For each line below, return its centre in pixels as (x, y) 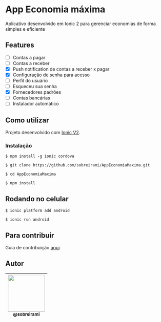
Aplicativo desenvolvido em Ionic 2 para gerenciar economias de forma (81, 24)
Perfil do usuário (30, 81)
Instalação (19, 146)
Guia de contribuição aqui (33, 248)
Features (20, 45)
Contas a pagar (29, 57)
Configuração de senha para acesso (51, 75)
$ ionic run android (27, 220)
